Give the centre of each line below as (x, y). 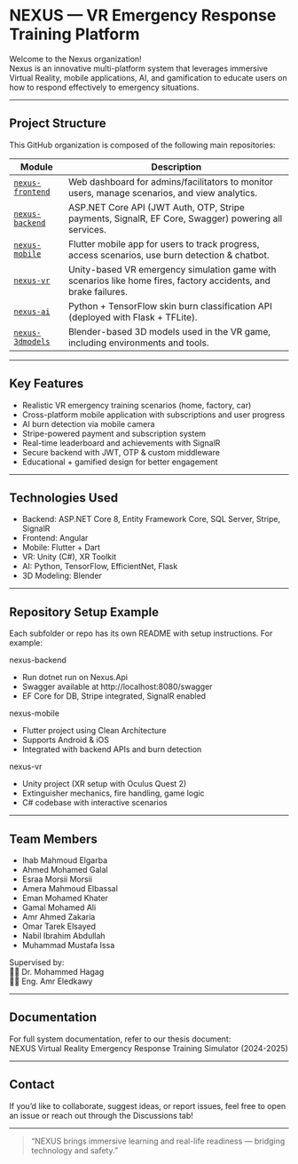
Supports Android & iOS (65, 740)
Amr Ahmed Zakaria (59, 917)
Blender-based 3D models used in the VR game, (169, 331)
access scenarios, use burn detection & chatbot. (169, 255)
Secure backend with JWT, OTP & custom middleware (121, 452)
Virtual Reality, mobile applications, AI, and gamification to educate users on (148, 77)
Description (176, 167)
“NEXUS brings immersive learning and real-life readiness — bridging (158, 1141)
